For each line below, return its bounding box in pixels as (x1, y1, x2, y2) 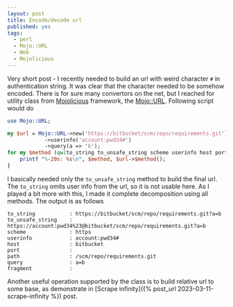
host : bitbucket (7, 240, 104, 247)
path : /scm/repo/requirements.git (7, 253, 157, 260)
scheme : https (7, 229, 92, 235)
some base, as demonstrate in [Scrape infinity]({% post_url (7, 284, 177, 292)
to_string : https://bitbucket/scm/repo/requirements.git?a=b (7, 210, 222, 217)
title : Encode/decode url (7, 17, 82, 24)
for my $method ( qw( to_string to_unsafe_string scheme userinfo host (7, 149, 213, 156)
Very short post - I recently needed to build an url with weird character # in (7, 74, 221, 83)
